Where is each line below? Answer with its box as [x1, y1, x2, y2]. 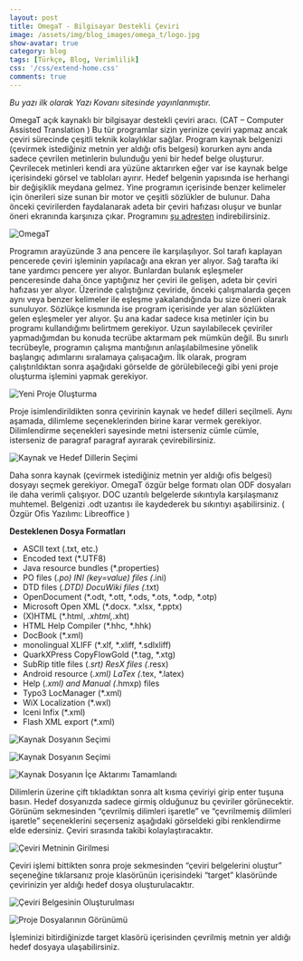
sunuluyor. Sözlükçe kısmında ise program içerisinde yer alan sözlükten [9, 303, 276, 314]
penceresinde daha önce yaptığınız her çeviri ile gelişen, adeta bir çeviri [9, 274, 278, 285]
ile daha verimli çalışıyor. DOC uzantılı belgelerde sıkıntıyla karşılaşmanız [9, 489, 279, 500]
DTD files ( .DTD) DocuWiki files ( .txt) [22, 581, 160, 593]
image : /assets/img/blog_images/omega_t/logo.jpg [9, 30, 201, 39]
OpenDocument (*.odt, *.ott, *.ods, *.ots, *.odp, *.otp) [22, 591, 218, 602]
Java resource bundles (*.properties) [22, 562, 160, 573]
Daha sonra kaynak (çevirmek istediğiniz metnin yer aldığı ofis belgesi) [9, 470, 273, 480]
